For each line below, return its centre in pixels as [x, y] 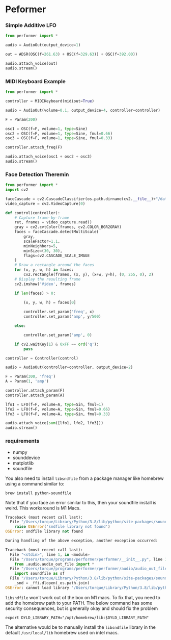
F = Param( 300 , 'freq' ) [31, 377]
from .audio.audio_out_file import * [54, 564]
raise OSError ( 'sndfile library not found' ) [62, 527]
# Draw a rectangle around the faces [54, 265]
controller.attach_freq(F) [34, 147]
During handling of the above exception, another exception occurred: [82, 541]
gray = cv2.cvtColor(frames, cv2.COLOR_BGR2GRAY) [68, 227]
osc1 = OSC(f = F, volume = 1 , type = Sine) [46, 129]
